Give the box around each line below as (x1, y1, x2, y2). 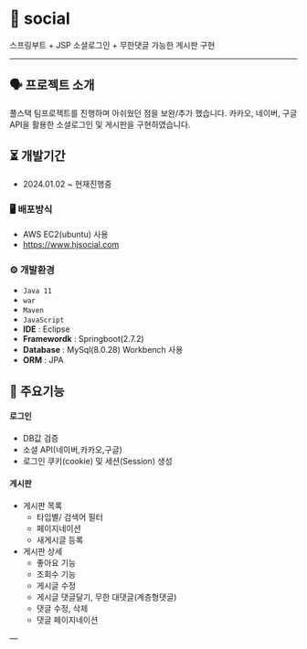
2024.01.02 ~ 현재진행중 (22, 178, 112, 189)
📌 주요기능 (9, 383, 66, 399)
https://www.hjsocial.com (22, 239, 120, 250)
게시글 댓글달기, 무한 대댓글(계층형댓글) (36, 591, 177, 602)
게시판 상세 (22, 546, 63, 557)
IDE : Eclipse (22, 324, 70, 335)
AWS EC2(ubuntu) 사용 (22, 229, 109, 239)
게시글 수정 (36, 580, 76, 590)
